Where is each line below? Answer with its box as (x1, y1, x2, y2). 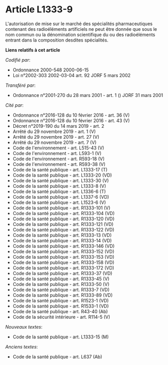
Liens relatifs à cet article (5, 47, 60, 53)
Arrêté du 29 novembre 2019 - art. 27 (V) (12, 133, 99, 140)
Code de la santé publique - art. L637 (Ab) (12, 353, 102, 360)
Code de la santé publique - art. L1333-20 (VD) (12, 172, 112, 178)
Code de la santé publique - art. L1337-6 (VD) (12, 194, 109, 200)
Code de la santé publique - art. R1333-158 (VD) (12, 259, 115, 265)
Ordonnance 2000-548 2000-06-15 (12, 67, 89, 73)
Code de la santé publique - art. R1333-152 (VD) (12, 248, 114, 255)
